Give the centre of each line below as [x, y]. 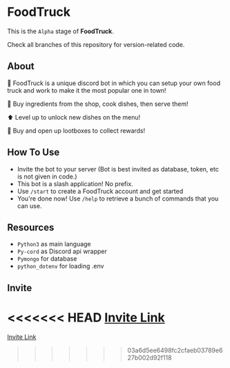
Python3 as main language [54, 244]
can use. [29, 205]
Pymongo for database [47, 259]
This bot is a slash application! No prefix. [75, 183]
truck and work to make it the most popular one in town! [87, 90]
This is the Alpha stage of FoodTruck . [60, 31]
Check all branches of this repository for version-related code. [96, 44]
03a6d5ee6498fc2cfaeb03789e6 [175, 350]
